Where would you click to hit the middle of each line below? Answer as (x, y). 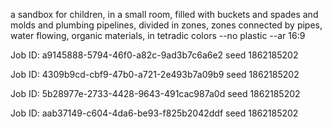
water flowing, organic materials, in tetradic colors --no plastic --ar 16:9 (158, 35)
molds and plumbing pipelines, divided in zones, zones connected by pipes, (166, 25)
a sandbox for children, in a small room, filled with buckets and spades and (164, 14)
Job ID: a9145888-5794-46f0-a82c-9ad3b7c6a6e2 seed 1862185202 (154, 55)
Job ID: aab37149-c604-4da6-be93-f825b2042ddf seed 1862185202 (154, 113)
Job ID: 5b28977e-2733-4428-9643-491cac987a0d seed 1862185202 (155, 93)
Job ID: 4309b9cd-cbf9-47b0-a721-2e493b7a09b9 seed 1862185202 (155, 74)
